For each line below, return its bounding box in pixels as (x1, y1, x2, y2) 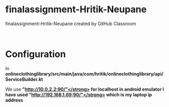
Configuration (5, 49, 66, 60)
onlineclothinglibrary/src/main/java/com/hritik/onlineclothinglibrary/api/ (5, 71, 163, 77)
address (5, 97, 23, 103)
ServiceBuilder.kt (5, 76, 43, 82)
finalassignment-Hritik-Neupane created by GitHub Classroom (5, 20, 136, 27)
